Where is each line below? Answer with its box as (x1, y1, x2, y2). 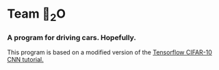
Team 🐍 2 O (7, 6, 66, 24)
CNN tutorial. (7, 56, 44, 64)
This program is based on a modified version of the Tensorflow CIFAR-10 (7, 48, 212, 56)
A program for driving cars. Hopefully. (7, 33, 137, 42)
